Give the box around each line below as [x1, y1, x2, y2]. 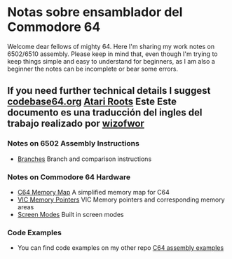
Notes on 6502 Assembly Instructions [7, 139, 140, 148]
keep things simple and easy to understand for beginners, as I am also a [7, 57, 215, 65]
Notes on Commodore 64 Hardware [7, 172, 131, 182]
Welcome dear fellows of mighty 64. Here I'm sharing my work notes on [7, 42, 215, 50]
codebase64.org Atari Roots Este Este [7, 96, 177, 108]
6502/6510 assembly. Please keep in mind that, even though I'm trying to [7, 50, 218, 58]
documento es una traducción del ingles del [7, 106, 203, 119]
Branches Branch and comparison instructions [17, 155, 152, 163]
